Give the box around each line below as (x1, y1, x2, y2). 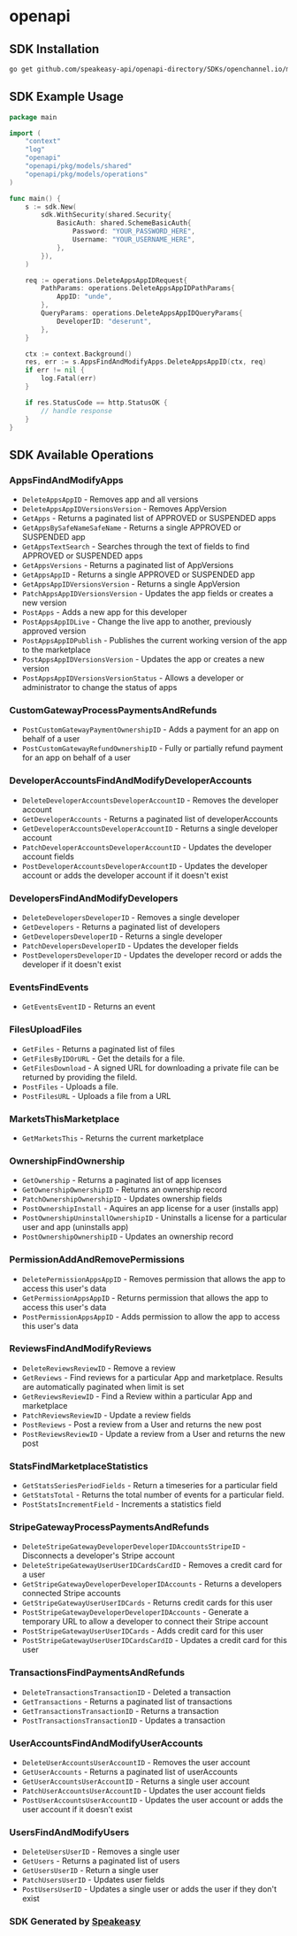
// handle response (41, 406, 113, 415)
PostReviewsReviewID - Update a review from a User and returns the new (21, 1428, 286, 1439)
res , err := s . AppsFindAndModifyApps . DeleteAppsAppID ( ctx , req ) (25, 357, 267, 366)
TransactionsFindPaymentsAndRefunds (9, 1666, 186, 1679)
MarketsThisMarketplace (9, 1112, 120, 1125)
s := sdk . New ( (25, 202, 77, 211)
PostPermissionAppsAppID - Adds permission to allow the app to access (21, 1311, 280, 1322)
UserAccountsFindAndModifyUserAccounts (9, 1737, 203, 1749)
